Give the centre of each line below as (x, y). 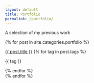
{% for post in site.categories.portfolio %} (47, 42)
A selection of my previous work (38, 33)
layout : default (22, 10)
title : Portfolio (23, 14)
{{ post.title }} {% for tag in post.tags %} (46, 52)
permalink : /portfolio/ (29, 19)
